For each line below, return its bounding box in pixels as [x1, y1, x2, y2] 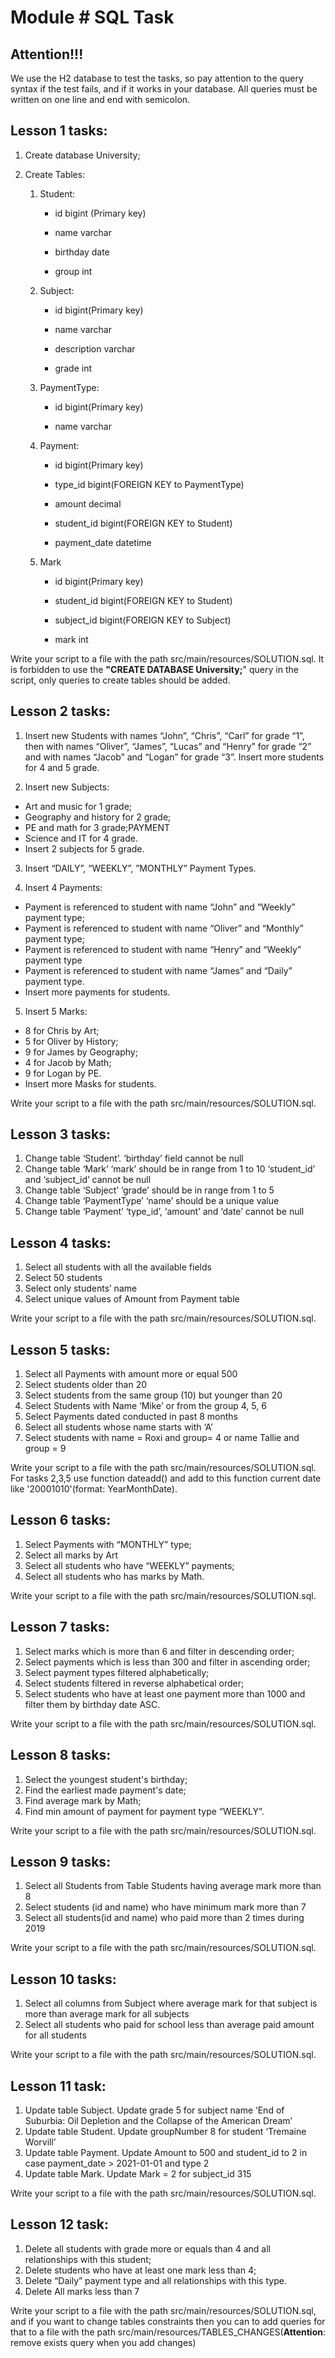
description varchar [54, 342, 136, 355]
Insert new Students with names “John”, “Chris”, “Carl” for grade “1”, [24, 729, 305, 741]
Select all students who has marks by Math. [24, 1570, 205, 1582]
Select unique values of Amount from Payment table [24, 1293, 240, 1305]
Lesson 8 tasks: [10, 1747, 112, 1764]
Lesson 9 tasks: [10, 1853, 112, 1870]
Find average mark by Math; [24, 1794, 142, 1806]
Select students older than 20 [24, 1379, 148, 1391]
